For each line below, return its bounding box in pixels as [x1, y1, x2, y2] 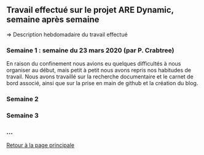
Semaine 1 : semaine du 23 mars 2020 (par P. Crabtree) [6, 46, 175, 55]
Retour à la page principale [6, 142, 75, 149]
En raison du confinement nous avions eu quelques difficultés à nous [6, 60, 181, 67]
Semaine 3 [6, 111, 39, 119]
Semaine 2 [6, 95, 39, 104]
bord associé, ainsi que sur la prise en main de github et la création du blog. [6, 80, 198, 87]
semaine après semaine [6, 15, 100, 25]
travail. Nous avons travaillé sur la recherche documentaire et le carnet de [6, 73, 194, 80]
